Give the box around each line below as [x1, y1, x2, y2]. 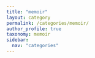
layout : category [6, 14, 51, 21]
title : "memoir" [6, 8, 48, 15]
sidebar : [6, 37, 29, 43]
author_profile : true [6, 25, 62, 32]
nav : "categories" [12, 43, 59, 49]
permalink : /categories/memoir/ [6, 20, 89, 26]
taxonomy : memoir [6, 31, 51, 37]
